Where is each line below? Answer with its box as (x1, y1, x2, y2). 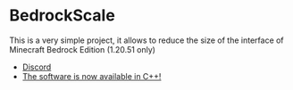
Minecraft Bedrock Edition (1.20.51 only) (9, 44, 156, 54)
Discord (21, 61, 52, 72)
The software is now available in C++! (21, 70, 162, 81)
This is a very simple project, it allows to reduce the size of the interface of (9, 35, 284, 45)
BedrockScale (9, 5, 116, 26)
